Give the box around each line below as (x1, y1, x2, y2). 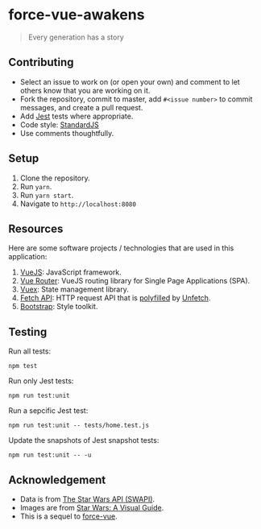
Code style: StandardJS (19, 119, 99, 130)
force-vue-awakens (8, 6, 145, 24)
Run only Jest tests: (8, 376, 74, 386)
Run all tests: (8, 346, 51, 356)
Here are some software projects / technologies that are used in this (8, 243, 234, 253)
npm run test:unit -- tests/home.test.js (8, 421, 150, 430)
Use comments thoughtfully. (19, 128, 114, 138)
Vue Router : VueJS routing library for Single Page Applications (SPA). (19, 276, 251, 286)
